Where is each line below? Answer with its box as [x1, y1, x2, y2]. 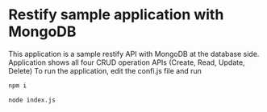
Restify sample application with [8, 6, 224, 24]
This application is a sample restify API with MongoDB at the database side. [8, 49, 260, 58]
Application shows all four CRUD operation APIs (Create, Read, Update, [8, 58, 245, 67]
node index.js [8, 96, 56, 104]
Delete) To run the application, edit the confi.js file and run [8, 66, 202, 75]
